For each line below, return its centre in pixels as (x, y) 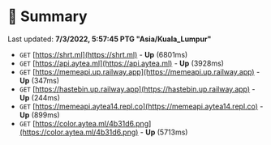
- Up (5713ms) (164, 132)
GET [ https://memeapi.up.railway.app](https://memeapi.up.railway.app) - (140, 71)
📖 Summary (47, 17)
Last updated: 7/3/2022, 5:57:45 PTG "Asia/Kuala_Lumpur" (110, 39)
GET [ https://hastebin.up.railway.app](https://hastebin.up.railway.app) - (137, 89)
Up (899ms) (39, 115)
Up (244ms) (40, 97)
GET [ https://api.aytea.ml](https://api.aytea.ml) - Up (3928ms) (122, 63)
